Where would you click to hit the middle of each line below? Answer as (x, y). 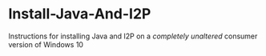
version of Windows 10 (46, 44)
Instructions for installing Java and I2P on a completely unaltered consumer (133, 36)
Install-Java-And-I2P (80, 14)
